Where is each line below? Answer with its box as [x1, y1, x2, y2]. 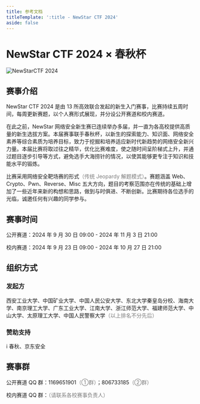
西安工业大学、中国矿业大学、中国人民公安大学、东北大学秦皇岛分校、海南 [6, 297, 189, 304]
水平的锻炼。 [11, 160, 43, 167]
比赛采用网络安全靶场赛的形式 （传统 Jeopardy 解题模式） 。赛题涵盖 [6, 173, 171, 180]
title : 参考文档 [6, 8, 43, 15]
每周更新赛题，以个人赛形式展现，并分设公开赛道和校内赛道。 [16, 111, 168, 118]
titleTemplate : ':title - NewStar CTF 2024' [6, 14, 118, 20]
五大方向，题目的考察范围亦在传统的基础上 [82, 180, 187, 187]
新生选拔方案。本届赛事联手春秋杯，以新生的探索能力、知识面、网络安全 [16, 130, 194, 137]
